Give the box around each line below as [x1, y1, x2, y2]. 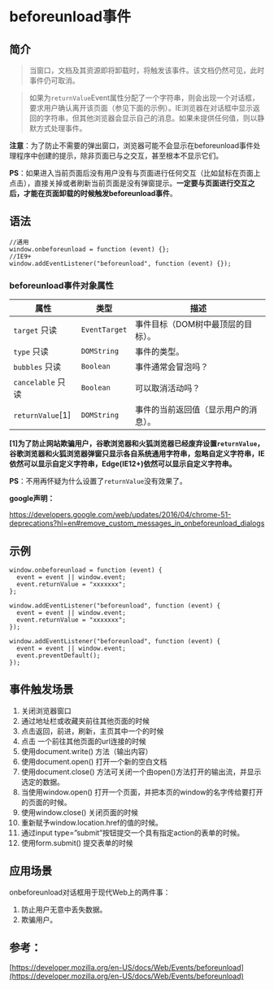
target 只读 [13, 325, 58, 336]
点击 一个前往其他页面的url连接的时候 [20, 736, 146, 746]
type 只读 [13, 346, 50, 358]
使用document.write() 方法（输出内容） [20, 746, 153, 756]
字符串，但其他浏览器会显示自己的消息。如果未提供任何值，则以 [43, 113, 258, 123]
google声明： [9, 494, 55, 503]
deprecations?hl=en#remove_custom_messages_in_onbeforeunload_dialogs [9, 518, 265, 529]
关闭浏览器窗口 [20, 705, 72, 716]
